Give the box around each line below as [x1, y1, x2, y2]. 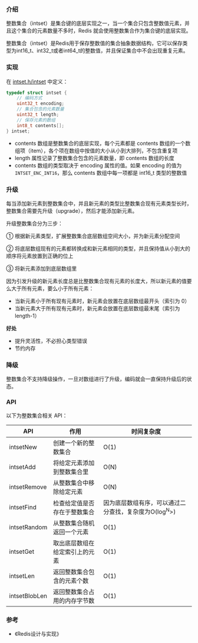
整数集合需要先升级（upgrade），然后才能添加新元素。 [6, 207, 138, 214]
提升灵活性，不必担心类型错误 [14, 337, 87, 344]
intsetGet [9, 547, 34, 556]
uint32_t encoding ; [16, 100, 65, 107]
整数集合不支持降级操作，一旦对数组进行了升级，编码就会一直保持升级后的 [6, 375, 187, 382]
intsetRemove [9, 483, 47, 491]
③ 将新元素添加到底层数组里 [6, 265, 77, 272]
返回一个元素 [52, 528, 89, 536]
